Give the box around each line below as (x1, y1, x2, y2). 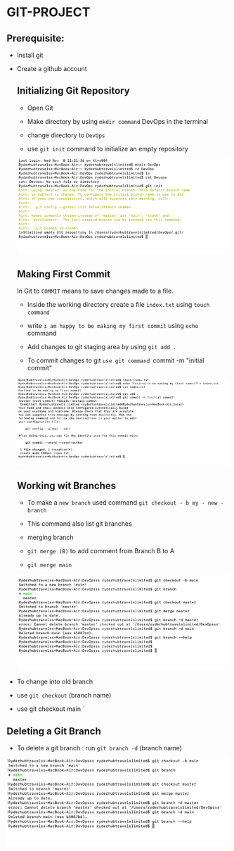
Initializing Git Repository (16, 85, 131, 97)
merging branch (27, 533, 74, 542)
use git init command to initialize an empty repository (27, 144, 189, 153)
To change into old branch (16, 677, 93, 686)
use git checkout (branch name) (16, 691, 112, 700)
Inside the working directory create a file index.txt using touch (27, 301, 210, 309)
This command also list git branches (27, 519, 133, 528)
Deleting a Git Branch (6, 725, 101, 737)
